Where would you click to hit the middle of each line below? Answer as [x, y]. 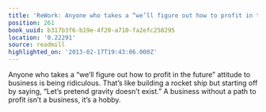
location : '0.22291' [42, 37]
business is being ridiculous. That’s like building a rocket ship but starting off [133, 83]
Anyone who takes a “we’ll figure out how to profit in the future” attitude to [129, 75]
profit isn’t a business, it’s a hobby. [65, 100]
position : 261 [32, 23]
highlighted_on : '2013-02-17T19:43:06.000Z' [83, 52]
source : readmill [37, 45]
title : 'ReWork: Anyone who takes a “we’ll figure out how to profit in [131, 15]
